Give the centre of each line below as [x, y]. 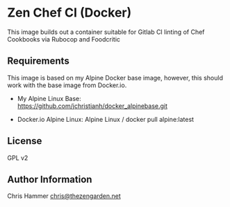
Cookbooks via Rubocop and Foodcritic [64, 39]
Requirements [38, 61]
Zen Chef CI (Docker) [69, 13]
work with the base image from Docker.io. [67, 85]
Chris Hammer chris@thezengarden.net [64, 196]
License [25, 141]
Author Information [50, 179]
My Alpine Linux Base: [49, 98]
